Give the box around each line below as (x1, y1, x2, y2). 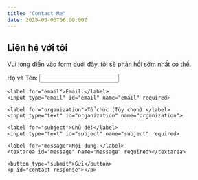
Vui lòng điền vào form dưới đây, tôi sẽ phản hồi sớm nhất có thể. (7, 60, 192, 69)
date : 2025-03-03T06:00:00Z (7, 16, 88, 23)
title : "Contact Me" (7, 10, 67, 17)
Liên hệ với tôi (7, 42, 68, 54)
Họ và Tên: (7, 74, 38, 82)
